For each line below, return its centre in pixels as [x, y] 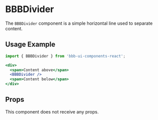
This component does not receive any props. [52, 111]
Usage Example [30, 45]
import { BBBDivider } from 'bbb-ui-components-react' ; [65, 56]
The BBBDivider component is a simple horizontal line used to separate [79, 23]
